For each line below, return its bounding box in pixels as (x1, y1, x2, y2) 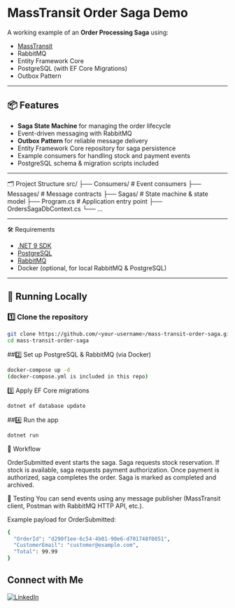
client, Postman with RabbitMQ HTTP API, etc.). (7, 501, 144, 510)
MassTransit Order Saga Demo (7, 5, 189, 21)
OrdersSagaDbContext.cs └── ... (7, 204, 103, 213)
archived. (7, 480, 34, 489)
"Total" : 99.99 (13, 548, 58, 555)
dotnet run (7, 432, 39, 439)
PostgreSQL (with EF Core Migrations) (17, 64, 128, 72)
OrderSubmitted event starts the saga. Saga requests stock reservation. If (7, 458, 220, 466)
